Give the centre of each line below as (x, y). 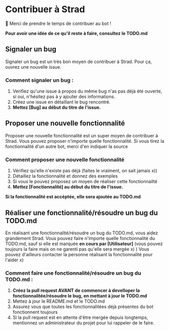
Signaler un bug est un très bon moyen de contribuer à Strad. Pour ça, (79, 62)
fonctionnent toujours (35, 312)
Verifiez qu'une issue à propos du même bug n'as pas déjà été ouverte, (87, 91)
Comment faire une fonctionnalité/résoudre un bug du (73, 273)
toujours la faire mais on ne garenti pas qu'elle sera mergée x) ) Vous (77, 249)
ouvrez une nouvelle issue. (33, 67)
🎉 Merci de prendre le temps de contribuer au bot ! (58, 23)
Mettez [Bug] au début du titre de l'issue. (57, 107)
